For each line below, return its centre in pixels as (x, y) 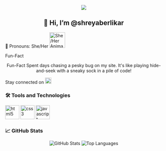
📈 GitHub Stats (24, 131)
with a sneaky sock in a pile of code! (94, 71)
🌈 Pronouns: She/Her (27, 46)
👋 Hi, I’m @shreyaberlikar (84, 23)
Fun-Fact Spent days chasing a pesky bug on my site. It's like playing (78, 65)
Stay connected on (24, 82)
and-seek (46, 71)
